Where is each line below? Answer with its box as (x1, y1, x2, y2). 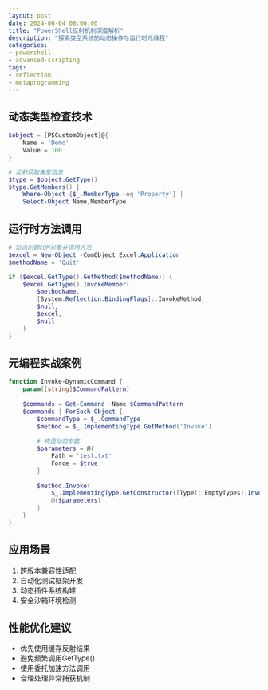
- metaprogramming (8, 78, 69, 86)
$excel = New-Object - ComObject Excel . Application (8, 250, 180, 259)
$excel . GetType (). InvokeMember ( (22, 280, 130, 288)
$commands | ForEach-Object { (22, 408, 124, 416)
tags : (8, 64, 26, 72)
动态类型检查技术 (8, 109, 93, 124)
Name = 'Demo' (22, 139, 69, 148)
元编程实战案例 (8, 356, 82, 369)
